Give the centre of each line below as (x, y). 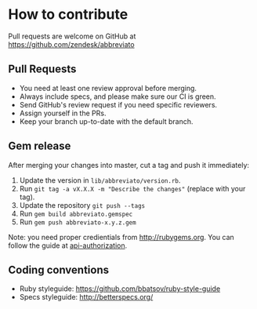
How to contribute (68, 15)
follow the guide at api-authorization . (68, 245)
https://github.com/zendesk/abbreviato (71, 44)
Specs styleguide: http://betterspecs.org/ (86, 297)
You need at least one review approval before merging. (108, 88)
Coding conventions (59, 269)
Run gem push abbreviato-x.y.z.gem (78, 222)
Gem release (40, 146)
